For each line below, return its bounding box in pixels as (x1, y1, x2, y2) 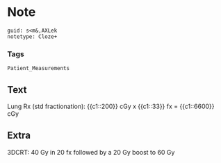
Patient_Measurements (7, 65, 70, 72)
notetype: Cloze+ (7, 33, 58, 40)
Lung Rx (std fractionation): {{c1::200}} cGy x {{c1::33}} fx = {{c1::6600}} (7, 102, 215, 111)
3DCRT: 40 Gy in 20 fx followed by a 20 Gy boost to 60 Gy (7, 148, 175, 156)
